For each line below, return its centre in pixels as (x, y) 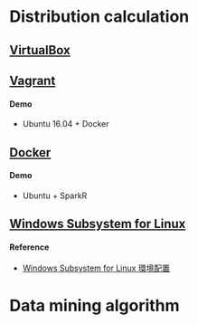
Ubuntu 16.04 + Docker (66, 124)
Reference (29, 247)
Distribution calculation (99, 17)
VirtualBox (40, 50)
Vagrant (33, 80)
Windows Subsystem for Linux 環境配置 (96, 268)
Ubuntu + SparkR (55, 195)
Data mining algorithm (94, 305)
